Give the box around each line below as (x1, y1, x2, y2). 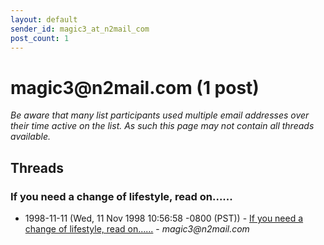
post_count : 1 (10, 33, 70, 43)
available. (10, 131, 52, 143)
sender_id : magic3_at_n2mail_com (10, 24, 150, 34)
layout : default (10, 14, 78, 25)
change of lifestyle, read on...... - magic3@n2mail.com (24, 223, 250, 235)
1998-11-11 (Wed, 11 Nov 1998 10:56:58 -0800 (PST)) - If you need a (24, 212, 304, 224)
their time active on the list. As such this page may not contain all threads (10, 120, 315, 132)
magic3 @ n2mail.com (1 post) (10, 76, 260, 99)
